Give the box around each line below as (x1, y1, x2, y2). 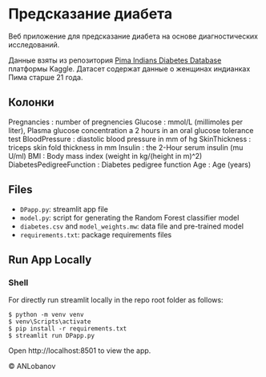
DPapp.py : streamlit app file (19, 204, 108, 213)
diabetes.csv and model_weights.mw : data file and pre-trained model (19, 221, 244, 231)
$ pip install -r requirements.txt (8, 325, 127, 333)
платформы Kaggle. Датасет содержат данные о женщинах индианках (8, 63, 251, 73)
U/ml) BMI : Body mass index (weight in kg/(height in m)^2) (8, 151, 203, 160)
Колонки (8, 95, 54, 109)
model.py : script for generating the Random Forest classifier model (19, 213, 240, 222)
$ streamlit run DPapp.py (8, 332, 95, 340)
